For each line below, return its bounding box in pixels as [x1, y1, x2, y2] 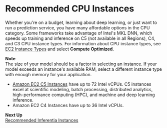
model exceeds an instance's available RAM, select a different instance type [5, 66, 162, 72]
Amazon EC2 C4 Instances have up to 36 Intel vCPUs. [12, 102, 124, 108]
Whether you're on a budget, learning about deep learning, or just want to [5, 19, 157, 25]
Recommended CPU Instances [5, 3, 134, 14]
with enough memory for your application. [5, 71, 92, 77]
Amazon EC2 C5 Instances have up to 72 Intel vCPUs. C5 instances [12, 81, 151, 87]
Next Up [5, 112, 22, 118]
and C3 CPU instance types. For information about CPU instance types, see [5, 40, 161, 46]
